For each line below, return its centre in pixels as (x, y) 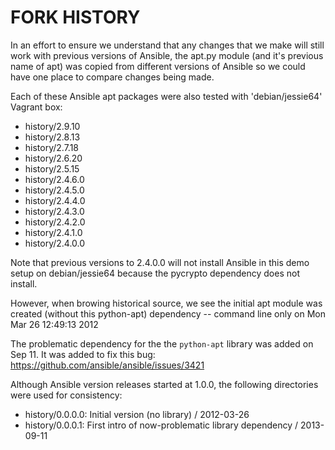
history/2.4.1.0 (53, 232)
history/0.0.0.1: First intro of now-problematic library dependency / (161, 425)
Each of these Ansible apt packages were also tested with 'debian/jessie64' (166, 96)
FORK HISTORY (75, 17)
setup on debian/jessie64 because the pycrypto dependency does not (155, 273)
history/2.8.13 (52, 137)
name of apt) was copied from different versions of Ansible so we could (158, 66)
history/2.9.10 (52, 126)
